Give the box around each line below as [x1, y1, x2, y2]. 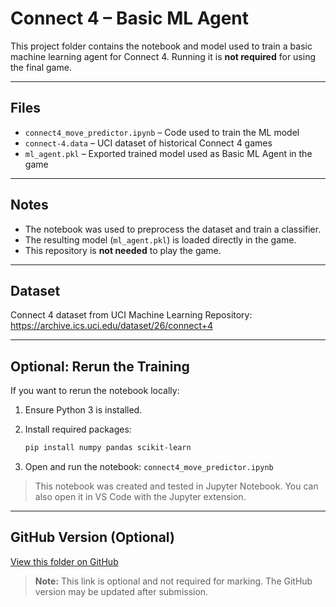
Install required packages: [24, 423, 132, 436]
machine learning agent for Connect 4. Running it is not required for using [10, 50, 317, 62]
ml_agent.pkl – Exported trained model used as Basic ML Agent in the [24, 147, 313, 159]
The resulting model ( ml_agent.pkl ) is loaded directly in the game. [24, 233, 297, 246]
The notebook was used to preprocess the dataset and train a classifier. [24, 223, 322, 235]
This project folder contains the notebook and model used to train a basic [10, 40, 313, 52]
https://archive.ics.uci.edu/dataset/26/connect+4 [10, 320, 214, 332]
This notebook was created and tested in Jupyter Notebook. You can [34, 480, 319, 492]
